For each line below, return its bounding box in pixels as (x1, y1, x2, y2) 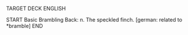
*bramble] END (6, 23, 43, 29)
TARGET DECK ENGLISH (6, 5, 66, 12)
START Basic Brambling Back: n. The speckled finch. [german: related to (6, 16, 183, 23)
